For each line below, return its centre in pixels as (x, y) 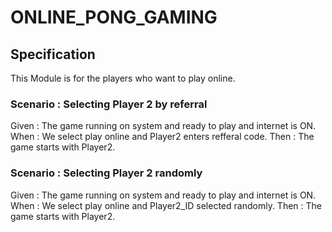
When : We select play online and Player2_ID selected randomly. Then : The (166, 205)
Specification (53, 54)
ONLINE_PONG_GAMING (114, 17)
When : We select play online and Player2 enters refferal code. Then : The (162, 137)
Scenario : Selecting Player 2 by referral (109, 104)
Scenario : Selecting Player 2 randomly (106, 173)
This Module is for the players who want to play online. (123, 78)
